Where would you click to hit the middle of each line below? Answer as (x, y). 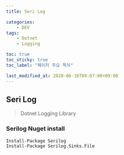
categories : (20, 22)
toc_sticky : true (27, 60)
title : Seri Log (26, 11)
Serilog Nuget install (36, 129)
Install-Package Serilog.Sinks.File (50, 146)
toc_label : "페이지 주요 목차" (40, 65)
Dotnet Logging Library (48, 113)
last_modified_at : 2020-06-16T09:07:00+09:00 (62, 76)
